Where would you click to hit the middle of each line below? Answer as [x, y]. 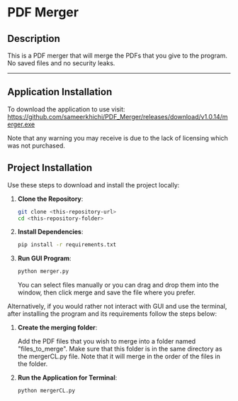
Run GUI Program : [45, 258]
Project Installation [50, 168]
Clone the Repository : [50, 199]
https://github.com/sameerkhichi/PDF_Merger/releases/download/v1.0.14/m [118, 116]
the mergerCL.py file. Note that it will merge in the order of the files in [119, 356]
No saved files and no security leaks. [61, 63]
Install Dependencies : [50, 232]
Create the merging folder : [57, 328]
